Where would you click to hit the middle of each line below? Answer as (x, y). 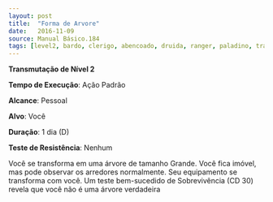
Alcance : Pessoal (38, 101)
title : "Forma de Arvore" (54, 24)
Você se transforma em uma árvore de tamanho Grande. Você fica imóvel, (132, 164)
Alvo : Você (27, 116)
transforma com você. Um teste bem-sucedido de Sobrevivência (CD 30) (131, 181)
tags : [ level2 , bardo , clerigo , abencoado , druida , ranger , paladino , (130, 46)
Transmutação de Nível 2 (52, 69)
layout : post (30, 16)
